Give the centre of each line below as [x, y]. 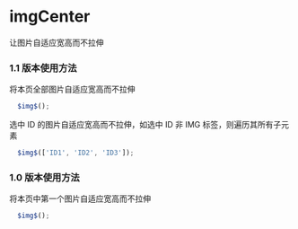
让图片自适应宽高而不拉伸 [57, 42]
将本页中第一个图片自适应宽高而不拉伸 [80, 198]
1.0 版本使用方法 [45, 177]
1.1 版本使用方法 [44, 67]
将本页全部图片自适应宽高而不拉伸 [72, 89]
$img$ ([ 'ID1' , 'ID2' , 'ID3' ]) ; [76, 153]
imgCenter [50, 17]
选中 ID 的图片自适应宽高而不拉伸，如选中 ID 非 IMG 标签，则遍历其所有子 [145, 125]
